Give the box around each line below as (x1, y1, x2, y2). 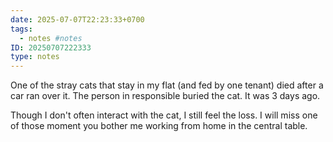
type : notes (10, 52, 60, 62)
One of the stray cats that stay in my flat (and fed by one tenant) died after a (10, 79, 324, 91)
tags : (10, 24, 33, 34)
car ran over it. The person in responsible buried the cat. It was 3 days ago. (10, 90, 321, 102)
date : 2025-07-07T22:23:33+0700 (10, 14, 145, 25)
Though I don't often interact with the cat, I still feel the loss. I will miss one (10, 109, 318, 121)
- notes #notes (19, 33, 83, 43)
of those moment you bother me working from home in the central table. (10, 120, 308, 132)
